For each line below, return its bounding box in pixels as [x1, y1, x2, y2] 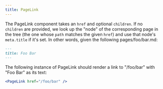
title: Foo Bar [5, 50, 37, 56]
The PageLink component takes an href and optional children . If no [5, 21, 143, 27]
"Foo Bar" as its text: [5, 70, 47, 76]
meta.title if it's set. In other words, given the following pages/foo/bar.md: [5, 37, 158, 43]
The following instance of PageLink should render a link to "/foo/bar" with [5, 64, 155, 70]
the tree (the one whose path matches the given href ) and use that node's [5, 31, 156, 37]
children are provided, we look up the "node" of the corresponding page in [5, 26, 159, 32]
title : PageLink [5, 7, 39, 12]
